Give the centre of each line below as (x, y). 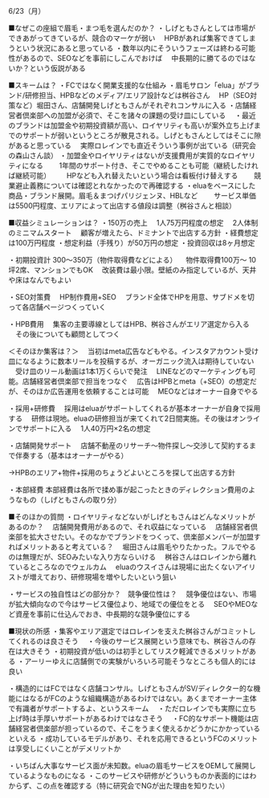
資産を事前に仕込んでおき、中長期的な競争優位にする (103, 614)
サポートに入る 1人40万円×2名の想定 (86, 428)
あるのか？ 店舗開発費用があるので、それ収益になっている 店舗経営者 (130, 527)
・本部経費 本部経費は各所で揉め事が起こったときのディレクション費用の (128, 490)
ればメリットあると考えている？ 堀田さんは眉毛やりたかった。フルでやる (132, 547)
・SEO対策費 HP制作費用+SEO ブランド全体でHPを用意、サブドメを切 (132, 297)
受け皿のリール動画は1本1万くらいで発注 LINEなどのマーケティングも (132, 371)
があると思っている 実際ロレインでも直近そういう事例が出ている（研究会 (132, 145)
